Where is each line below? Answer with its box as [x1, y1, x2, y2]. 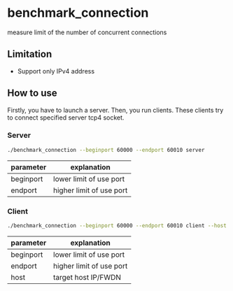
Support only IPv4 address [17, 66, 95, 75]
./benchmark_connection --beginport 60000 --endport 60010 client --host [7, 222, 227, 229]
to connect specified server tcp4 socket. [7, 113, 125, 122]
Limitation [7, 48, 52, 60]
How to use [7, 87, 57, 99]
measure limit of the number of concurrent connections [7, 28, 167, 36]
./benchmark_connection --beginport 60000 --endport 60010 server [7, 146, 205, 153]
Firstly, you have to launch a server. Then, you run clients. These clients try [7, 106, 224, 114]
